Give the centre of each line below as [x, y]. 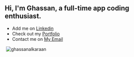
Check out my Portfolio [36, 34]
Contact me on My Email [38, 39]
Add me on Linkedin [33, 28]
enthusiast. [23, 16]
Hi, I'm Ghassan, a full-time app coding [67, 8]
